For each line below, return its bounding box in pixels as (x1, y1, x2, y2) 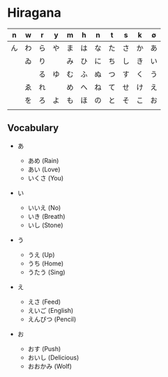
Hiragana (7, 5, 61, 21)
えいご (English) (27, 306, 74, 314)
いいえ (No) (27, 203, 61, 212)
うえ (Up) (27, 250, 55, 259)
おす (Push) (27, 344, 61, 353)
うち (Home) (27, 259, 64, 268)
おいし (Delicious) (27, 353, 79, 362)
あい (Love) (27, 165, 61, 174)
